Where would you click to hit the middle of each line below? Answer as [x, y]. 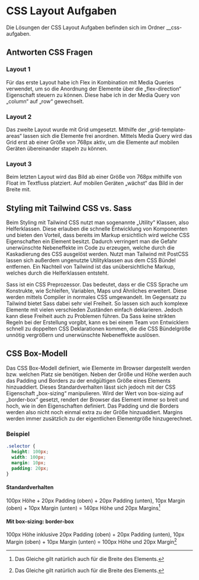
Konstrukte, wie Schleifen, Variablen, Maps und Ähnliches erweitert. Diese [97, 291]
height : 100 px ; [30, 452]
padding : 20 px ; [30, 468]
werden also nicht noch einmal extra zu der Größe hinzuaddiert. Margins [94, 412]
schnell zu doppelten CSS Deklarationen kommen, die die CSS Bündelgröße [99, 329]
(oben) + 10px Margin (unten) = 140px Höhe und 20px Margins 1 [84, 508]
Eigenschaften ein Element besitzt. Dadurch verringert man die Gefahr [92, 241]
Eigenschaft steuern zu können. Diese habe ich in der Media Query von [93, 95]
